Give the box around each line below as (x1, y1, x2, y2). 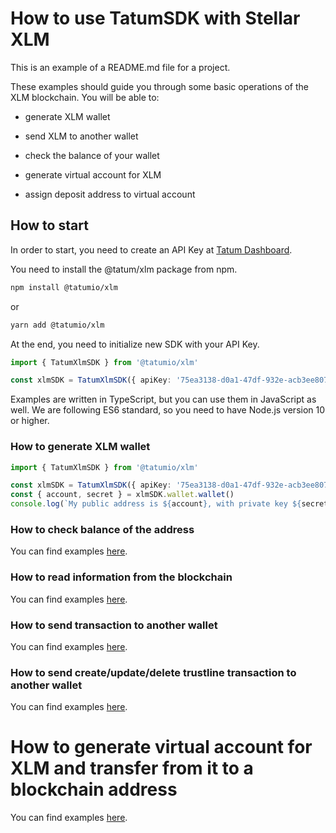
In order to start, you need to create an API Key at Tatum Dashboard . (10, 243, 293, 256)
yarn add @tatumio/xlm (10, 320, 105, 330)
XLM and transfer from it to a (10, 757, 254, 780)
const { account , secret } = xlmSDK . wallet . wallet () (10, 490, 235, 500)
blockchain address (10, 778, 178, 801)
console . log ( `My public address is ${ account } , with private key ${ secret (10, 499, 329, 509)
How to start (10, 217, 89, 234)
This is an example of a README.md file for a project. (10, 61, 231, 73)
